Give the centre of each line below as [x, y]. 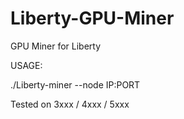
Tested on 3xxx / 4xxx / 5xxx [70, 104]
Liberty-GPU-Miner [92, 18]
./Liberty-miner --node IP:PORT [75, 84]
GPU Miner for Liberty [56, 46]
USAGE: [26, 65]
